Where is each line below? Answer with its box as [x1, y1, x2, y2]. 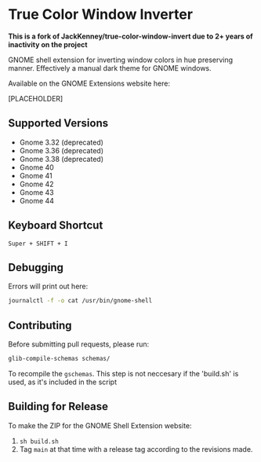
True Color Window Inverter [8, 5, 194, 24]
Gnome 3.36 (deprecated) [19, 145, 104, 155]
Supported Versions [8, 116, 108, 130]
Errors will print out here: [8, 281, 89, 291]
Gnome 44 [19, 196, 55, 205]
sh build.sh [19, 438, 59, 445]
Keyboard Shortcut [8, 218, 103, 233]
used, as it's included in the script [8, 377, 118, 387]
